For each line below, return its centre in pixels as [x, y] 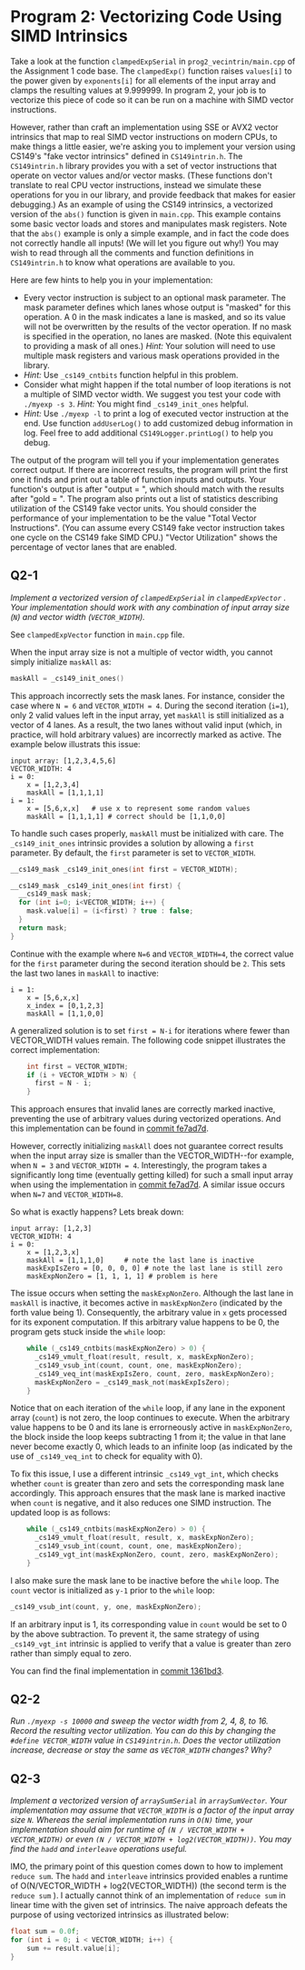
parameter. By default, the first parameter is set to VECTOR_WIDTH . [133, 853]
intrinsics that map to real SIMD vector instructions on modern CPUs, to [144, 136]
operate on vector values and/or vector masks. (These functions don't [142, 175]
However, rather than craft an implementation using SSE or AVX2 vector [145, 127]
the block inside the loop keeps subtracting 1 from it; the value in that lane [148, 1437]
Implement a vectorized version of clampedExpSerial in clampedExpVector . [148, 597]
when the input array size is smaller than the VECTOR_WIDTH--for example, [152, 1155]
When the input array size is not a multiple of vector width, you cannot [142, 652]
